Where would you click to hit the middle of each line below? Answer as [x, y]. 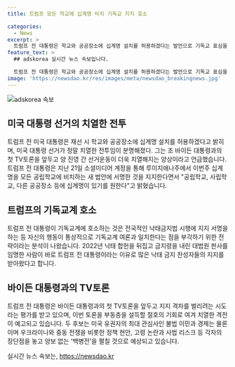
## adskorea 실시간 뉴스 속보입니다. [61, 59]
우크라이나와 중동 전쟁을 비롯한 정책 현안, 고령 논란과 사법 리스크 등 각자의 [121, 333]
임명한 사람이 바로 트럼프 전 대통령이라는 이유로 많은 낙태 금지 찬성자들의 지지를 [116, 255]
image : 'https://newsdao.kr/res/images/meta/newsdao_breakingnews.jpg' [114, 78]
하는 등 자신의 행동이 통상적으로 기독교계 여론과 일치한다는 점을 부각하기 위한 [112, 237]
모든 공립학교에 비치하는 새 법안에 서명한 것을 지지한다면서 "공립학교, [114, 177]
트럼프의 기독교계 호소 [52, 210]
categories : [25, 26]
